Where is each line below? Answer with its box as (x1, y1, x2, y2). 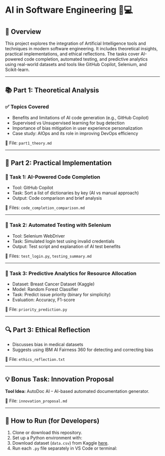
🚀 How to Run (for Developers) (5, 417, 100, 425)
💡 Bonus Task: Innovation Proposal (5, 375, 114, 384)
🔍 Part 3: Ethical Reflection (5, 326, 90, 334)
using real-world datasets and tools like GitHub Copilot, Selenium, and (5, 62, 147, 67)
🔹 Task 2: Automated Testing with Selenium (5, 222, 111, 229)
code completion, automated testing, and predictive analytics (24, 56, 148, 62)
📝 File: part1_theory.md (5, 140, 52, 146)
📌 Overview (5, 27, 41, 35)
